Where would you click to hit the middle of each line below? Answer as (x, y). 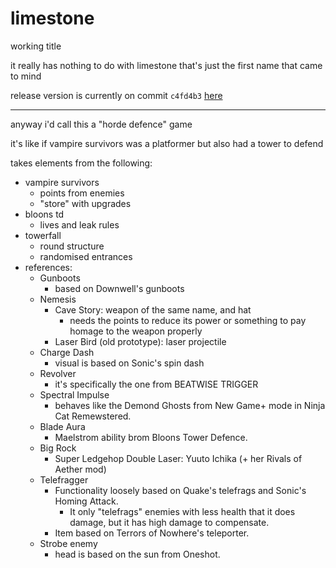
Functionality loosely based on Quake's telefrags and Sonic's (180, 490)
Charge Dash (67, 352)
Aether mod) (80, 469)
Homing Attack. (86, 501)
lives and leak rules (79, 224)
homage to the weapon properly (136, 331)
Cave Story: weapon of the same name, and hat (153, 309)
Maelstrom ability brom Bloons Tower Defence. (151, 437)
